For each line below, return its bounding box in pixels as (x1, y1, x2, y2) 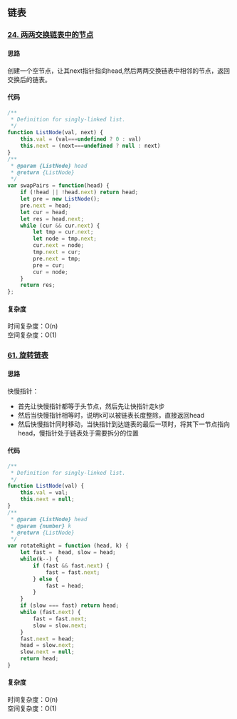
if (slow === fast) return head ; (20, 602, 120, 609)
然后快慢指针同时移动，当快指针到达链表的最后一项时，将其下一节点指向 (17, 420, 230, 428)
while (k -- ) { (20, 555, 59, 563)
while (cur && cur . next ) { (20, 222, 100, 229)
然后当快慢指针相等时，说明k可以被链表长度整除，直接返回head (17, 411, 205, 419)
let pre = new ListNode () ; (20, 196, 100, 203)
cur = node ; (33, 268, 69, 276)
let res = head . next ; (20, 215, 84, 223)
